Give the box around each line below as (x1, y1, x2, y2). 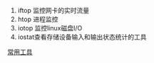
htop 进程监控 (17, 15, 58, 23)
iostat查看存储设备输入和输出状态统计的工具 (17, 33, 148, 41)
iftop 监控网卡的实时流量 (17, 6, 90, 14)
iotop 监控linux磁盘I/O (17, 24, 83, 32)
